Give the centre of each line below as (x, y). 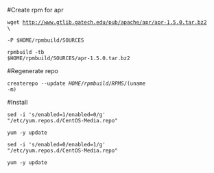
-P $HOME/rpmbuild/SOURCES (46, 40)
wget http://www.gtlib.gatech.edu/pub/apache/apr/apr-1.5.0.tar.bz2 (107, 23)
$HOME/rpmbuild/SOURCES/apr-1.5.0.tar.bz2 (69, 58)
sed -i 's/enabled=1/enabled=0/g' (57, 115)
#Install (17, 102)
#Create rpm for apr (35, 10)
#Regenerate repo (33, 71)
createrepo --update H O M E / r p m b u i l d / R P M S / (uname (76, 83)
